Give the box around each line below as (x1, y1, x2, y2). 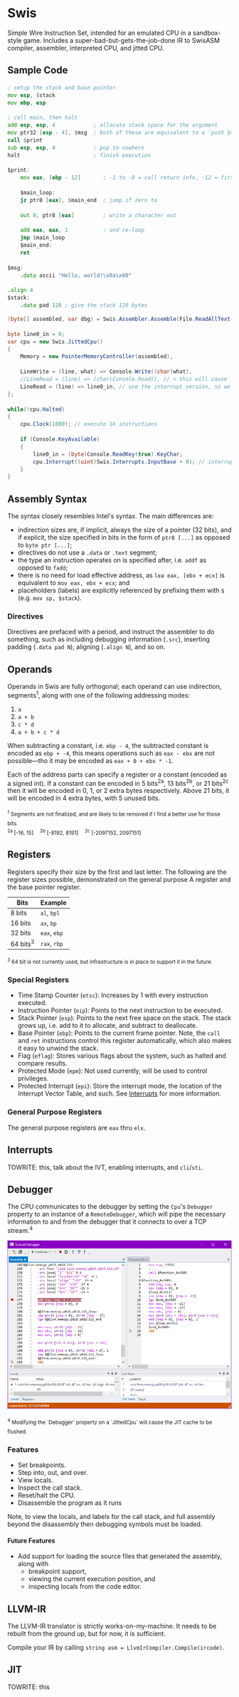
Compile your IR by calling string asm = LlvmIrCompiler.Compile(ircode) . (7, 1643, 225, 1651)
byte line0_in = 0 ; (7, 330, 65, 337)
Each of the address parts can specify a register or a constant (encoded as (7, 770, 228, 779)
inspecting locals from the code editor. (28, 1582, 142, 1591)
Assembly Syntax (7, 493, 87, 505)
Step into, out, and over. (17, 1468, 88, 1476)
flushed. (7, 1428, 28, 1435)
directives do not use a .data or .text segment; (17, 548, 158, 557)
